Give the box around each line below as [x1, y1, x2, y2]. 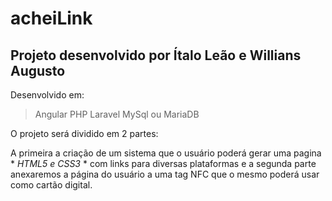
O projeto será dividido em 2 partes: [10, 128, 159, 139]
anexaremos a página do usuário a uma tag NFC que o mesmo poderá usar [10, 168, 320, 180]
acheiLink [10, 7, 93, 30]
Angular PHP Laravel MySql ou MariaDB [34, 108, 200, 120]
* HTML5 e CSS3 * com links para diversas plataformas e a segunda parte [10, 158, 317, 169]
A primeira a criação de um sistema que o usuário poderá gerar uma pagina [10, 147, 322, 159]
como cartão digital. [10, 179, 93, 191]
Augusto [10, 62, 66, 79]
